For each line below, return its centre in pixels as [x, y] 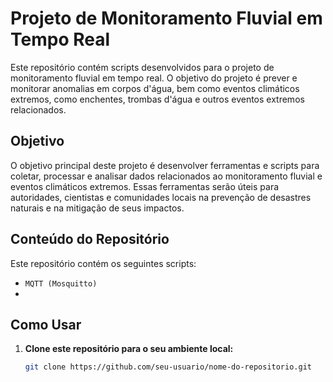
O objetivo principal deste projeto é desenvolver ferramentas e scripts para [165, 165]
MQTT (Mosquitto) [61, 283]
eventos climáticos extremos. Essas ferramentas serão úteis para [145, 186]
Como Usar [46, 324]
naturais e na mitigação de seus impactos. [97, 208]
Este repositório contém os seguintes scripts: [103, 263]
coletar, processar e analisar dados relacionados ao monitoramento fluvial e [166, 176]
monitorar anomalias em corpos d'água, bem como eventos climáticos [155, 88]
